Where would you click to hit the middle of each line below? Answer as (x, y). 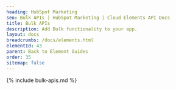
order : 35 (19, 57)
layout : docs (23, 35)
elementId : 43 (24, 46)
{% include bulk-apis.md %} (42, 80)
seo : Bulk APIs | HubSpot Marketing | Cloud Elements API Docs (88, 18)
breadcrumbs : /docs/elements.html (50, 40)
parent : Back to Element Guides (47, 52)
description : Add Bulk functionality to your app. (72, 29)
